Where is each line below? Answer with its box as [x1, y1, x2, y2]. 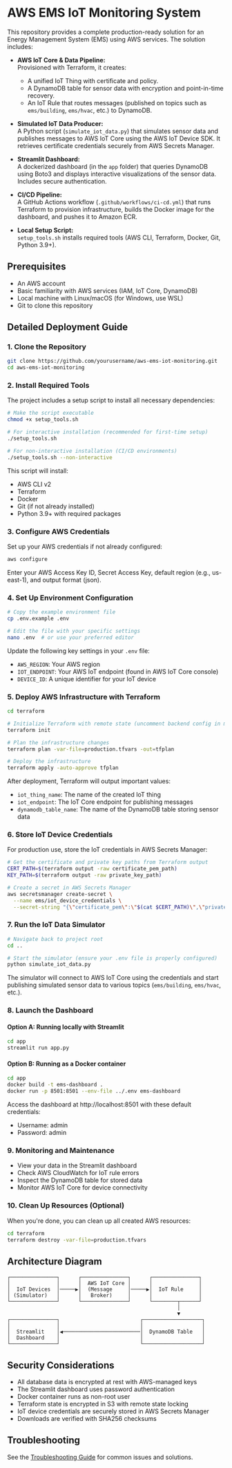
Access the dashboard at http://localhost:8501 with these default [7, 1100, 192, 1109]
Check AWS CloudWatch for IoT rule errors [17, 1169, 139, 1177]
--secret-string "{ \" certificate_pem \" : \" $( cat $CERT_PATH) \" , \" [13, 904, 206, 911]
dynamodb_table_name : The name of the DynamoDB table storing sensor [17, 805, 219, 814]
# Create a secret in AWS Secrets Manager [7, 884, 131, 891]
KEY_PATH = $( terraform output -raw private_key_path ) [7, 872, 162, 879]
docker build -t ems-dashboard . [7, 1082, 104, 1089]
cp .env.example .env [7, 615, 70, 623]
